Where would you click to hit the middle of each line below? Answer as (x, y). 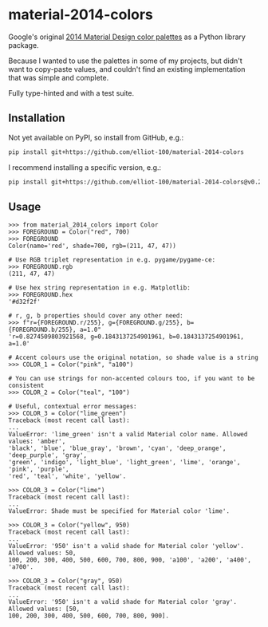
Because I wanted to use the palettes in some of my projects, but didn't (126, 61)
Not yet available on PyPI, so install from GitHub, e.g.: (96, 137)
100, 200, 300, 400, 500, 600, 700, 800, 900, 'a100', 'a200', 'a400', (130, 560)
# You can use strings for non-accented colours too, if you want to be (132, 379)
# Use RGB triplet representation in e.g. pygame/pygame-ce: (112, 260)
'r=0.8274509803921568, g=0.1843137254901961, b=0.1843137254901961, (126, 337)
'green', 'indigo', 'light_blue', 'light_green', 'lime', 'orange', (124, 463)
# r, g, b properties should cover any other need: (96, 316)
